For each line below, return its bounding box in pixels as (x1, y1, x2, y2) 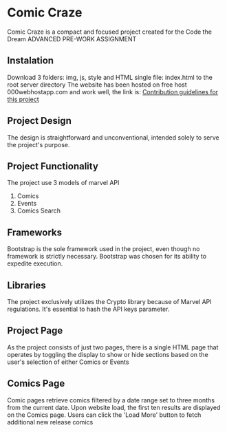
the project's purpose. (7, 140, 70, 149)
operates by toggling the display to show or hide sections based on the (7, 350, 208, 358)
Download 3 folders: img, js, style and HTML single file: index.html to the (7, 73, 213, 81)
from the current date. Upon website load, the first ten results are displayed (7, 403, 221, 411)
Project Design (7, 115, 72, 127)
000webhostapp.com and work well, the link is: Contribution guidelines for (7, 87, 219, 96)
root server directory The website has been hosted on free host (7, 80, 187, 89)
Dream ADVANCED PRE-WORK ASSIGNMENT (7, 34, 137, 43)
